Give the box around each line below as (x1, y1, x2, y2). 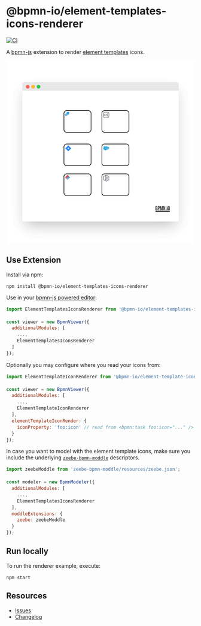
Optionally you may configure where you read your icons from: (6, 361, 161, 368)
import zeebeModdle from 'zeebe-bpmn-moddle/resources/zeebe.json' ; (6, 467, 181, 472)
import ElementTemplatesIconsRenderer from (6, 306, 117, 312)
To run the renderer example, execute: (6, 562, 100, 569)
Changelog (14, 613, 42, 620)
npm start (6, 574, 31, 580)
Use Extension (6, 255, 62, 265)
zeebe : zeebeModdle (17, 517, 66, 523)
